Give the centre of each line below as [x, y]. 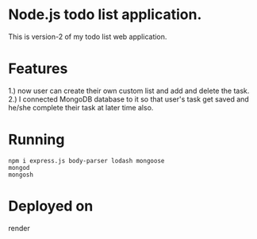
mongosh [21, 175]
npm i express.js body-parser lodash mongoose [86, 160]
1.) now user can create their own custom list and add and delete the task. [129, 91]
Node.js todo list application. [105, 15]
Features [38, 69]
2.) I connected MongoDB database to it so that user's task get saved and [129, 99]
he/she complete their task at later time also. [81, 107]
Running [36, 140]
